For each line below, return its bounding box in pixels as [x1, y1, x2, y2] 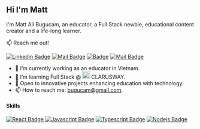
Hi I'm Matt [6, 5, 48, 15]
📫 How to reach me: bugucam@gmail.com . [14, 86, 123, 94]
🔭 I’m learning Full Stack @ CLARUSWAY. [14, 73, 126, 80]
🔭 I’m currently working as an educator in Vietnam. [14, 64, 140, 71]
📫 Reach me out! [6, 39, 49, 46]
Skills [6, 102, 20, 110]
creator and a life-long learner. [6, 27, 82, 34]
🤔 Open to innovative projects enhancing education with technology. [14, 79, 184, 86]
